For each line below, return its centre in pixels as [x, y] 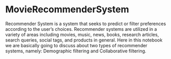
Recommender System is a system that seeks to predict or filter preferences [86, 24]
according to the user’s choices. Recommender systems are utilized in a [81, 29]
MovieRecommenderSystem [67, 9]
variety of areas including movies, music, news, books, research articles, [82, 34]
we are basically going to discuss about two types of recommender [76, 45]
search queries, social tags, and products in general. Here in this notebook [84, 40]
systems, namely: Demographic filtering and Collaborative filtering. [76, 51]
